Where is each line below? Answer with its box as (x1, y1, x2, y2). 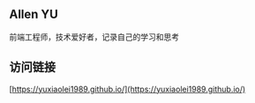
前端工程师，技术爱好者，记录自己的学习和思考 (9, 31, 179, 42)
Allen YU (9, 7, 59, 22)
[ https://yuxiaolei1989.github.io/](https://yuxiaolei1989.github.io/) (9, 84, 246, 94)
